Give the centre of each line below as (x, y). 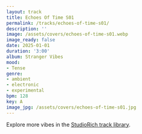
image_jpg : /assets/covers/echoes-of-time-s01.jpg (71, 107)
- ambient (19, 79)
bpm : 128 (17, 96)
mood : (13, 62)
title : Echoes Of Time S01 (40, 18)
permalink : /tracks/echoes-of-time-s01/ (58, 23)
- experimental (25, 91)
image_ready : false (31, 40)
